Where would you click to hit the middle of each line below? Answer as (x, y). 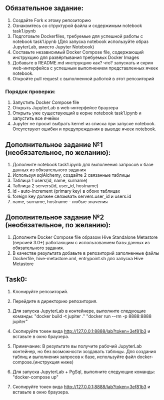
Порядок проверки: (30, 91)
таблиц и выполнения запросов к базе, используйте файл (74, 357)
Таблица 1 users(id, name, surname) (50, 180)
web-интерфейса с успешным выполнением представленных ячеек (85, 68)
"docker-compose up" (35, 377)
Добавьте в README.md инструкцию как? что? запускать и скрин (83, 62)
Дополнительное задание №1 (54, 145)
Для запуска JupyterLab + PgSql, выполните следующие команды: (83, 372)
